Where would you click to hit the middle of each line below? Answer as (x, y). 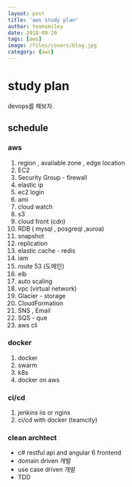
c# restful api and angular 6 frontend (69, 453)
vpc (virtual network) (47, 288)
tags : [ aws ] (25, 39)
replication (32, 243)
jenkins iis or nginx (44, 413)
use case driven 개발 (47, 470)
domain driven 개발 (44, 461)
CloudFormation (40, 303)
